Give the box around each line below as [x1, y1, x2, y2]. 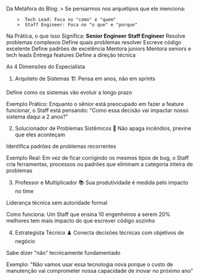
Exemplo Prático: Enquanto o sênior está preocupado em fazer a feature [6, 101, 184, 107]
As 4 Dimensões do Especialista [6, 63, 85, 70]
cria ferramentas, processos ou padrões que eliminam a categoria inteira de [6, 161, 193, 168]
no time [14, 188, 34, 194]
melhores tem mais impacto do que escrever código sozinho [6, 217, 155, 224]
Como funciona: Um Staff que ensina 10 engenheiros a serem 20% [6, 211, 171, 218]
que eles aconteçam [14, 131, 66, 138]
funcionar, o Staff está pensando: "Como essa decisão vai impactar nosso [6, 107, 189, 114]
